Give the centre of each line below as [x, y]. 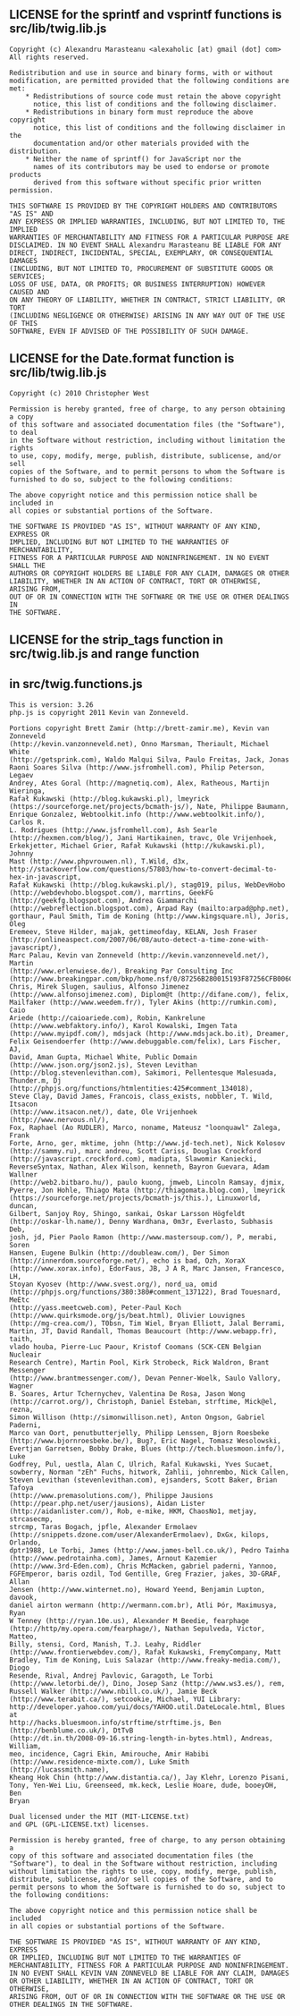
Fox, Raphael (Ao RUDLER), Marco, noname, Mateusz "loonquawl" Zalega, [145, 1127]
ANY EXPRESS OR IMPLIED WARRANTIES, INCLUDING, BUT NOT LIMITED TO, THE [147, 221]
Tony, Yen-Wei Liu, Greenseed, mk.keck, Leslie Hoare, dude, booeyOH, [143, 1785]
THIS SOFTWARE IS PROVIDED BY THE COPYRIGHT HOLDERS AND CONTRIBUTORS [143, 206]
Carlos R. [28, 822]
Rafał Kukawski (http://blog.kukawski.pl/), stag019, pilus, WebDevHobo [147, 885]
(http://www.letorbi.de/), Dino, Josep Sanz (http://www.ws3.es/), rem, [147, 1683]
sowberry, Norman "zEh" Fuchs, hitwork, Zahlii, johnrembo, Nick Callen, [150, 1472]
